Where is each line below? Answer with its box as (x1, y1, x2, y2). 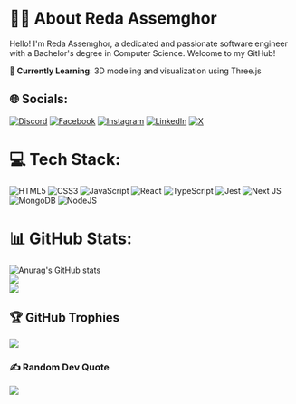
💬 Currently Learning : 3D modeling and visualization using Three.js (9, 65, 263, 76)
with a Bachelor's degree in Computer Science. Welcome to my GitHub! (9, 47, 276, 58)
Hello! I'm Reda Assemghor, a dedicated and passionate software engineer (9, 38, 288, 49)
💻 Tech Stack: (9, 149, 121, 169)
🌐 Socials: (9, 91, 69, 107)
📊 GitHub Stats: (9, 228, 133, 248)
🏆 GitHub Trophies (9, 310, 120, 325)
